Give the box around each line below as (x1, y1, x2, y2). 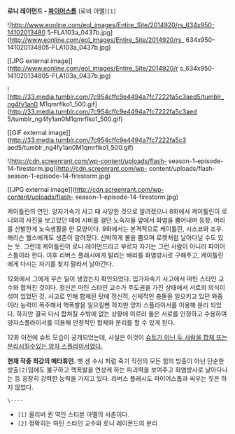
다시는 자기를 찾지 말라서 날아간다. (20, 260, 114, 268)
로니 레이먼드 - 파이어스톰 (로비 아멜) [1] (7, 7, 117, 15)
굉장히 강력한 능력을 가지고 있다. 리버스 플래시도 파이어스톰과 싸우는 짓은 (22, 374, 220, 382)
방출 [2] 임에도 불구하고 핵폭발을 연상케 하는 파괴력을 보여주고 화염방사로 (7, 365, 204, 374)
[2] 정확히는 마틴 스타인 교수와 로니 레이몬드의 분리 (17, 419, 158, 427)
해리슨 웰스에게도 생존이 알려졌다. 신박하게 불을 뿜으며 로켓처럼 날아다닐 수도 (7, 234, 217, 241)
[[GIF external (7, 129, 48, 136)
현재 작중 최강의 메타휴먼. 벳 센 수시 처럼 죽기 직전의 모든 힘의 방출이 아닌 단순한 (7, 357, 225, 365)
